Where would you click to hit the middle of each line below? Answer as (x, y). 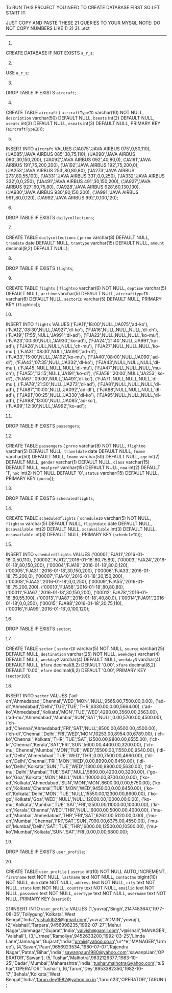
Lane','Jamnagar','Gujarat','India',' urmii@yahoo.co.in (60, 941)
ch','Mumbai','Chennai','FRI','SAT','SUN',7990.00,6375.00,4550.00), (76, 821)
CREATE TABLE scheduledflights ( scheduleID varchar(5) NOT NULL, (78, 518)
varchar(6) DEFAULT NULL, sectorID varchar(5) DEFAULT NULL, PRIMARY (84, 299)
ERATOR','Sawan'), (26, 958)
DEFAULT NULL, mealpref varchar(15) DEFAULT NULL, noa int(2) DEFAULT (83, 468)
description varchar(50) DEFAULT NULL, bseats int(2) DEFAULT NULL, (80, 118)
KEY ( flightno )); (23, 304)
